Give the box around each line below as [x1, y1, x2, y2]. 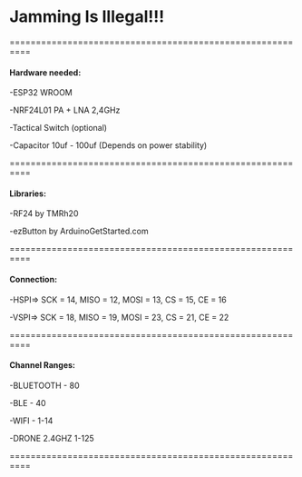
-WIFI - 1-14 [9, 415, 54, 426]
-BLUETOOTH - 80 [9, 380, 80, 391]
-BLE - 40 [9, 397, 47, 408]
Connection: [9, 273, 57, 284]
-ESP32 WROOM [9, 87, 73, 98]
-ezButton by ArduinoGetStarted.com [9, 225, 149, 237]
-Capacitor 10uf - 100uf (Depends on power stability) [9, 140, 208, 151]
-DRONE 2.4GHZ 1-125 [9, 432, 95, 443]
